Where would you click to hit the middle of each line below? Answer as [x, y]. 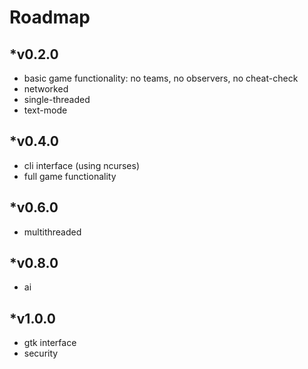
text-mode [45, 110]
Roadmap [50, 17]
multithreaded [52, 232]
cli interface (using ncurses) [82, 165]
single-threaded [57, 99]
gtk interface [50, 343]
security [41, 353]
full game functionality [70, 176]
